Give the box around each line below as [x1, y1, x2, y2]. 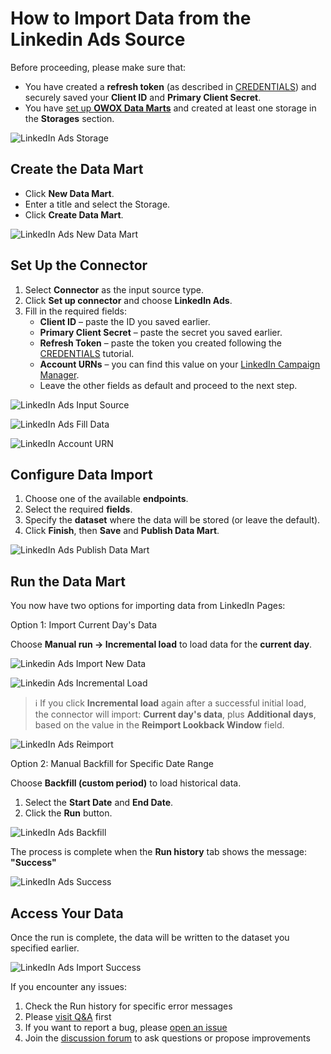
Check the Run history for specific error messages [24, 1000, 233, 1012]
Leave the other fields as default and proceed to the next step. [39, 379, 298, 391]
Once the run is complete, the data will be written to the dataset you [10, 932, 290, 943]
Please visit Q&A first [24, 1011, 112, 1022]
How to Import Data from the [10, 7, 252, 30]
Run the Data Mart [10, 573, 126, 590]
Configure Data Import [10, 466, 153, 483]
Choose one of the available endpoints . [24, 493, 189, 505]
